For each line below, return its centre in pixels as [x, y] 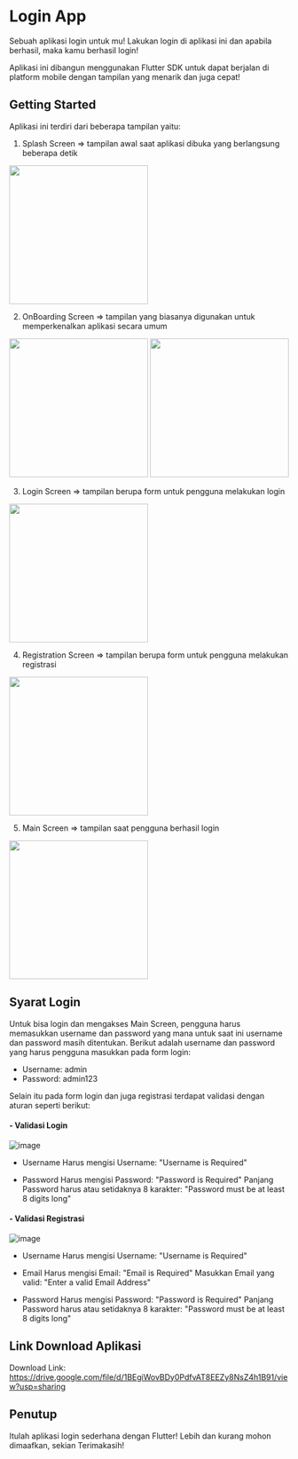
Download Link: [38, 1368]
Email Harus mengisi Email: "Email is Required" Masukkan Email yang [148, 1273]
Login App [48, 16]
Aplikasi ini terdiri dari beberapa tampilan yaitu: [95, 126]
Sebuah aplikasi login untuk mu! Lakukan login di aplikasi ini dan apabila [141, 41]
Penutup [33, 1414]
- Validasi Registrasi [47, 1218]
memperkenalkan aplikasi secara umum [94, 326]
